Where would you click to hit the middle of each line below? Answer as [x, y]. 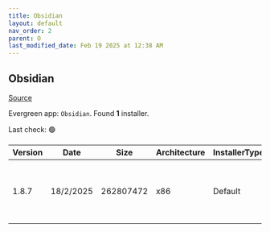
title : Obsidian [35, 16]
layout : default [35, 23]
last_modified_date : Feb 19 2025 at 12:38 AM [86, 46]
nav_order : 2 [30, 31]
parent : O [25, 38]
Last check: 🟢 [32, 129]
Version [28, 152]
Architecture [180, 152]
